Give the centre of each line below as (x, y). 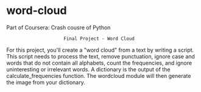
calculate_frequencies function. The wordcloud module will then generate (99, 76)
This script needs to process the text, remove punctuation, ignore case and (100, 56)
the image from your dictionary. (46, 82)
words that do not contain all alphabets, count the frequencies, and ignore (99, 63)
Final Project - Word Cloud (99, 38)
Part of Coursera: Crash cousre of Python (58, 27)
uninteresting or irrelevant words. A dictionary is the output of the (88, 69)
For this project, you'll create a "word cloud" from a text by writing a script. (100, 50)
